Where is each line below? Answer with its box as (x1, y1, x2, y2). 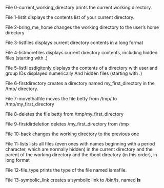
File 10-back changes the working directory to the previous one (5, 131, 139, 137)
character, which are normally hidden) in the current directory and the (5, 146, 153, 152)
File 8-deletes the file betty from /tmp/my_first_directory (5, 111, 124, 117)
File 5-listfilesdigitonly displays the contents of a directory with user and (5, 65, 158, 71)
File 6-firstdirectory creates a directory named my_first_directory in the (5, 80, 155, 86)
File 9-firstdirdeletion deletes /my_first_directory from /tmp (5, 121, 129, 127)
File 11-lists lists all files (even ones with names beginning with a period (5, 141, 155, 147)
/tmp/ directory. (5, 86, 38, 92)
